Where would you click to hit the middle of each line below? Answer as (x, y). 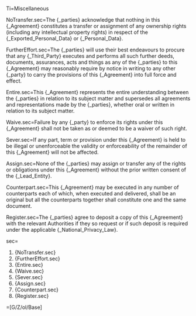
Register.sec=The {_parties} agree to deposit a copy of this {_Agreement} (94, 217)
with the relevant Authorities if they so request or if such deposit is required (97, 224)
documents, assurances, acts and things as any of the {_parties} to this (92, 62)
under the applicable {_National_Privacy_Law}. (62, 230)
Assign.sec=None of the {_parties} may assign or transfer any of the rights (96, 164)
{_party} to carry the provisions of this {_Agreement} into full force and (91, 75)
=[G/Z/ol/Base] (24, 307)
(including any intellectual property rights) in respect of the (77, 32)
